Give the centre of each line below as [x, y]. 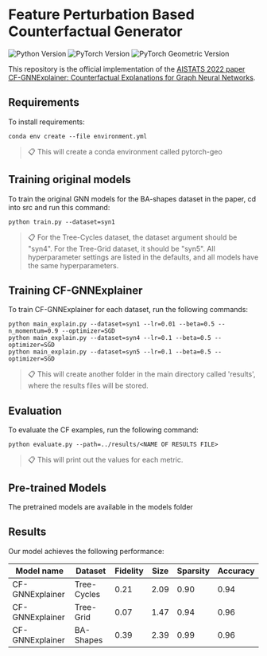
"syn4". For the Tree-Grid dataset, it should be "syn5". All [122, 248]
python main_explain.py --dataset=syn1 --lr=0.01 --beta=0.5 [112, 324]
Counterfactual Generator [95, 31]
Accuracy [236, 571]
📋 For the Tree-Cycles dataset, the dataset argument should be [132, 237]
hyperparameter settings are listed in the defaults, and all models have [143, 257]
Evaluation [35, 410]
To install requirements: [46, 122]
